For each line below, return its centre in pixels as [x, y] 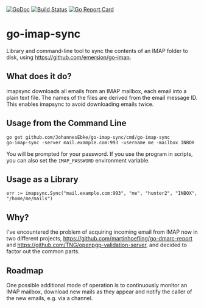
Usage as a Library [42, 179]
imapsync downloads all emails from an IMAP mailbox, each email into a [97, 91]
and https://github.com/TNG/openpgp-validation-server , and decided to [97, 245]
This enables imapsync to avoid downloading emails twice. [80, 104]
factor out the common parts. [43, 251]
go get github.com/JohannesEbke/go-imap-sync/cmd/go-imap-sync [88, 137]
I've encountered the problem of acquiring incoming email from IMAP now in [102, 232]
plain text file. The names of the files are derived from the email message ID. [102, 97]
